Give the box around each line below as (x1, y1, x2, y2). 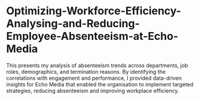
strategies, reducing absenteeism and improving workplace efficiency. (6, 87, 179, 94)
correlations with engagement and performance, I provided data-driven (6, 74, 182, 82)
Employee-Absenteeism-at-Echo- (6, 30, 179, 43)
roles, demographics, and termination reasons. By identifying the (6, 68, 166, 75)
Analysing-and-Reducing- (6, 17, 140, 30)
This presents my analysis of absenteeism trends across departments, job (6, 61, 188, 69)
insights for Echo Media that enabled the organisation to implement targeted (6, 80, 194, 87)
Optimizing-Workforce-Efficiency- (6, 4, 181, 18)
